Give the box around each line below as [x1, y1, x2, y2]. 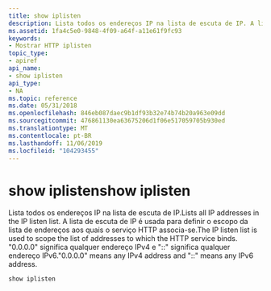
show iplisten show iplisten [8, 181, 191, 200]
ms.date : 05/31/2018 [8, 102, 78, 110]
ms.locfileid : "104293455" [8, 147, 99, 155]
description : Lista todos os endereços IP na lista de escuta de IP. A [8, 19, 254, 27]
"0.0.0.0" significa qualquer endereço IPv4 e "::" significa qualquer [8, 243, 231, 252]
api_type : [8, 79, 42, 87]
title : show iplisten [8, 11, 81, 20]
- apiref [8, 57, 38, 65]
